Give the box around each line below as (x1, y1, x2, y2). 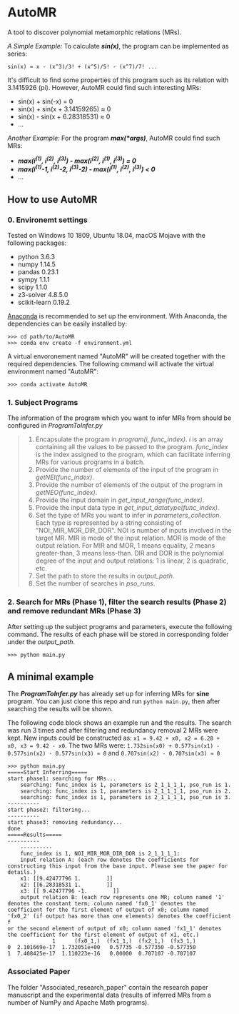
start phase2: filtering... (7, 806, 91, 814)
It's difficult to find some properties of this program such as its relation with (7, 76, 229, 84)
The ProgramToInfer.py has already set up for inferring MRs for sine (7, 690, 210, 698)
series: (7, 49, 27, 58)
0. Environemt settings (7, 215, 88, 225)
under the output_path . (7, 637, 76, 646)
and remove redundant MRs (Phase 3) (7, 606, 141, 616)
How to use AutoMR (7, 194, 98, 206)
